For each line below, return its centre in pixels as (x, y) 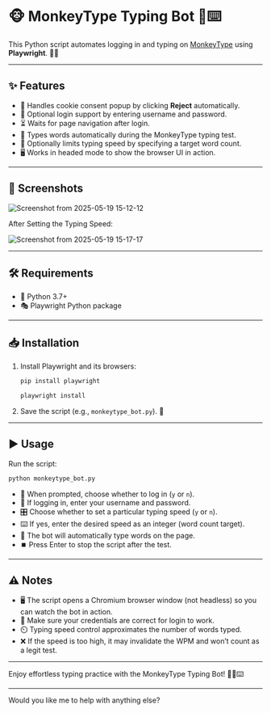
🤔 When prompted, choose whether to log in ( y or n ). (107, 494)
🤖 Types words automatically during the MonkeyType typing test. (128, 134)
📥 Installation (44, 342)
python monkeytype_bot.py (52, 479)
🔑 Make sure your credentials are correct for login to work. (117, 621)
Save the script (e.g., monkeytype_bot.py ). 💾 (92, 411)
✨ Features (37, 86)
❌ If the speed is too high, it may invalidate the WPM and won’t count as (140, 641)
